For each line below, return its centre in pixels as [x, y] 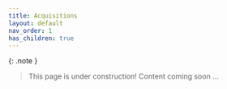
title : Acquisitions [43, 16]
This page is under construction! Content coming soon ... [123, 76]
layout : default [36, 23]
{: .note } [23, 61]
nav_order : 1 [30, 30]
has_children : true [41, 38]
